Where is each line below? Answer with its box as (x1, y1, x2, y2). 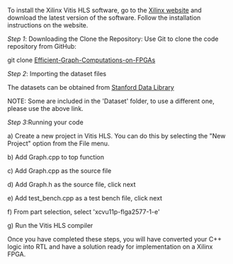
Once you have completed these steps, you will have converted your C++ (7, 235, 222, 243)
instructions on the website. (7, 21, 89, 29)
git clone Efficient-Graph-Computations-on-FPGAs (7, 56, 156, 64)
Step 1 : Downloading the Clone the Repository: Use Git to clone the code (7, 35, 219, 43)
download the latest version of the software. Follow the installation (7, 13, 201, 22)
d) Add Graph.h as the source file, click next (7, 180, 136, 188)
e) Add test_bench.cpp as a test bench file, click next (7, 194, 163, 202)
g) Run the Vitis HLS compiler (7, 222, 93, 229)
